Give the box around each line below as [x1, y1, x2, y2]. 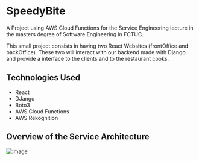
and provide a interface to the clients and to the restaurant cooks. [6, 55, 169, 62]
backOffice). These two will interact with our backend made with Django [6, 48, 186, 55]
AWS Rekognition [14, 114, 58, 121]
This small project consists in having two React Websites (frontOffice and [6, 42, 189, 49]
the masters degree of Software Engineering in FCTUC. [6, 30, 144, 37]
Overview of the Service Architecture [6, 131, 150, 142]
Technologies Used [6, 72, 80, 83]
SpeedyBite [6, 4, 66, 18]
